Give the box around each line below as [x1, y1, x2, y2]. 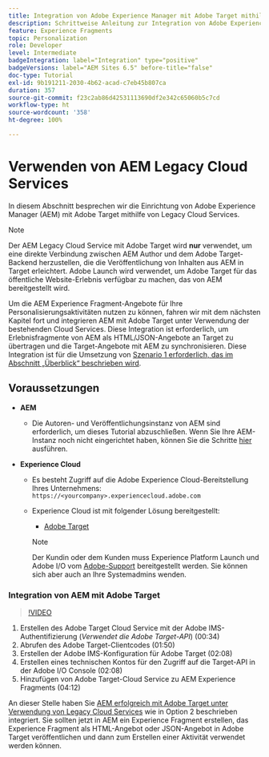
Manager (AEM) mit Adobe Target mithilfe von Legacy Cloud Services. [8, 209, 240, 219]
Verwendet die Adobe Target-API [81, 631, 191, 641]
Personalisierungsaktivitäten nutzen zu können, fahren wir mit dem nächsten [8, 307, 261, 316]
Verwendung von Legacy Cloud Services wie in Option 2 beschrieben [8, 707, 238, 716]
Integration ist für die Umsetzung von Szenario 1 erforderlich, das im [8, 349, 234, 359]
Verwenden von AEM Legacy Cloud [8, 158, 248, 176]
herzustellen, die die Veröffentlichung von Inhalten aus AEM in [38, 257, 244, 267]
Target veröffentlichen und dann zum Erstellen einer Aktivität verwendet [8, 732, 246, 742]
